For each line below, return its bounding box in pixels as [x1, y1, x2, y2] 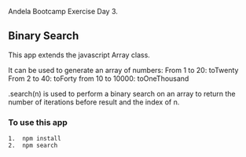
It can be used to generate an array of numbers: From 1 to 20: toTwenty [8, 65, 239, 75]
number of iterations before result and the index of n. [8, 97, 180, 107]
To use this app [8, 117, 68, 128]
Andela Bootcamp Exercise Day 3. [8, 7, 118, 16]
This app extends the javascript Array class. [8, 50, 151, 60]
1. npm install [8, 135, 61, 143]
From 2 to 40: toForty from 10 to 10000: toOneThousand [8, 74, 189, 83]
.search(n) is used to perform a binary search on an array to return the [8, 89, 236, 98]
